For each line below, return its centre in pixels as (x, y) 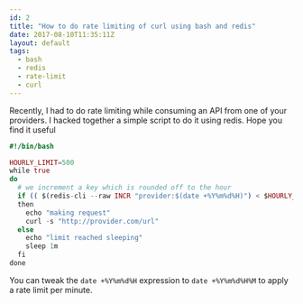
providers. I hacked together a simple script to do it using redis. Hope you (146, 120)
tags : (19, 51)
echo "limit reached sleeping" (84, 238)
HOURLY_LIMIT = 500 (42, 162)
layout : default (40, 43)
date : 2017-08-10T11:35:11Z (62, 34)
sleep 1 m (42, 246)
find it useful (32, 129)
